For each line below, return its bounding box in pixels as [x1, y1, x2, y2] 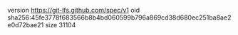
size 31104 [45, 21, 76, 29]
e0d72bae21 [7, 21, 44, 29]
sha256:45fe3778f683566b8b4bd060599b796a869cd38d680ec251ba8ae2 [7, 13, 232, 22]
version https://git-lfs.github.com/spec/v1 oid [7, 6, 140, 14]
